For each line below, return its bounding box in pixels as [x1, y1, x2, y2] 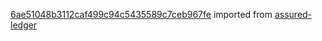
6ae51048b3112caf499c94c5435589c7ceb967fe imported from [10, 9, 273, 20]
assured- [274, 9, 313, 20]
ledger [10, 19, 38, 31]
